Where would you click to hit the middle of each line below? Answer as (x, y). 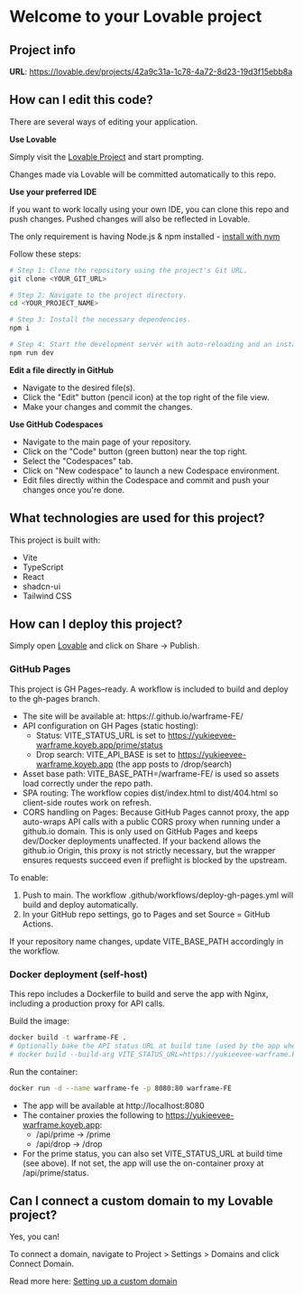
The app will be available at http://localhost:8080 (113, 1105)
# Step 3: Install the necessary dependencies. (101, 320)
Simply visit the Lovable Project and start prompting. (107, 156)
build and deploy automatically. (80, 904)
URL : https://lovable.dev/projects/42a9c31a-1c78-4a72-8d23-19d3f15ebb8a (151, 71)
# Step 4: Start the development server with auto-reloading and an (141, 345)
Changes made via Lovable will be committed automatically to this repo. (143, 174)
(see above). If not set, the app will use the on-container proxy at (143, 1163)
